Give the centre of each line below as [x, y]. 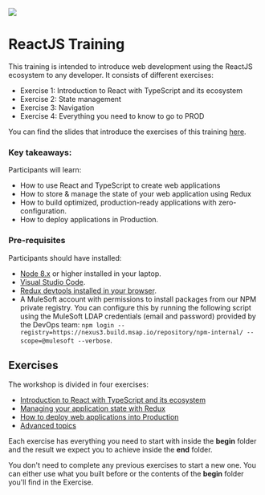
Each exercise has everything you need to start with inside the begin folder [132, 441]
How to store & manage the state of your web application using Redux [135, 194]
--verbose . [95, 340]
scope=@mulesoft [47, 341]
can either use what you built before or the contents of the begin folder [126, 474]
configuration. [43, 211]
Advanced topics [48, 426]
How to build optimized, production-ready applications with [118, 203]
